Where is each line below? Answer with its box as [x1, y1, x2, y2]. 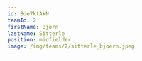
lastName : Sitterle [7, 29, 65, 37]
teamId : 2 [7, 17, 37, 24]
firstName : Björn [7, 23, 59, 30]
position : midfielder [7, 36, 72, 43]
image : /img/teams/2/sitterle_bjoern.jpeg [7, 43, 135, 50]
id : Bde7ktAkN [7, 10, 50, 18]
